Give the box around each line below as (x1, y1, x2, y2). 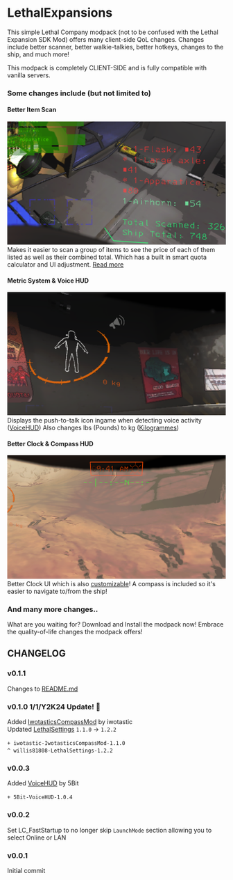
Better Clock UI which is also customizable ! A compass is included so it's (7, 579, 216, 588)
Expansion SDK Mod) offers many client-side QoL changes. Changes (7, 35, 205, 43)
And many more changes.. (7, 604, 98, 614)
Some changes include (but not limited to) (7, 88, 151, 98)
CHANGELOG (7, 647, 66, 659)
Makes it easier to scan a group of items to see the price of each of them (7, 246, 216, 254)
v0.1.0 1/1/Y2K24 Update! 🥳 (7, 702, 101, 712)
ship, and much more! (7, 50, 69, 58)
